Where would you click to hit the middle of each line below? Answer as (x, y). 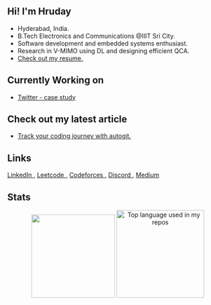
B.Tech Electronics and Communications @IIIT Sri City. (96, 36)
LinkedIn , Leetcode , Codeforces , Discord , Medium (83, 175)
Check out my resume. (50, 58)
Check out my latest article (67, 120)
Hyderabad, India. (43, 28)
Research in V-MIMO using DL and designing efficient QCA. (103, 50)
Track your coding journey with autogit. (74, 136)
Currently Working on (55, 80)
